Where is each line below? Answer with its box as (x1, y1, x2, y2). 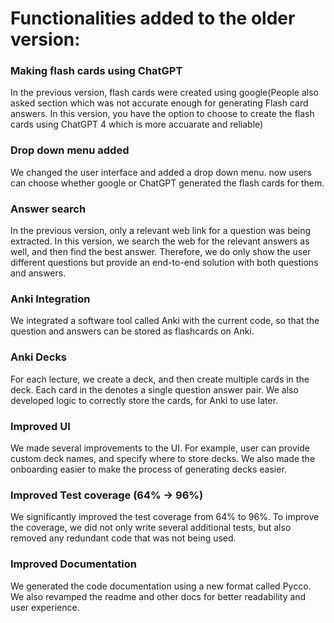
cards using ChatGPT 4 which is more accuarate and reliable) (10, 118, 264, 131)
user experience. (10, 601, 80, 613)
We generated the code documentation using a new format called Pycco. (10, 580, 312, 592)
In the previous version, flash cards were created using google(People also (10, 87, 319, 99)
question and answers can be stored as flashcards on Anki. (10, 325, 255, 337)
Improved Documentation (10, 557, 138, 571)
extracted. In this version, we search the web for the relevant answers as (10, 235, 310, 247)
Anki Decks (10, 350, 68, 364)
